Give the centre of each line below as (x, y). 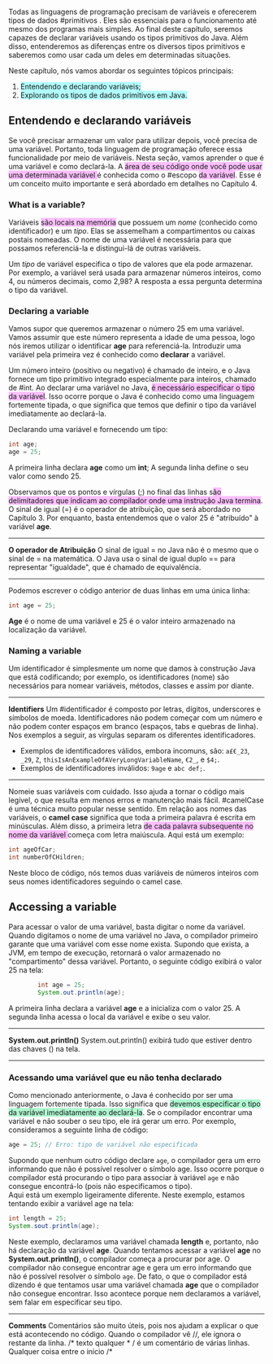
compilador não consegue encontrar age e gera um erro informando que (130, 1267)
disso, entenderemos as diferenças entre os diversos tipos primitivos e (127, 46)
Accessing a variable (63, 907)
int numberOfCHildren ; (47, 858)
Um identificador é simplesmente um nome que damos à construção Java (132, 669)
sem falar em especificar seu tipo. (65, 1302)
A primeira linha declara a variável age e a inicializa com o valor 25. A (125, 1008)
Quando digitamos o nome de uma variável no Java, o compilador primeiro (133, 935)
